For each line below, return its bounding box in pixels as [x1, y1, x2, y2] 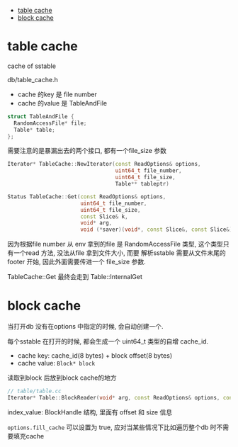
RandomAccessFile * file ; [13, 120, 87, 127]
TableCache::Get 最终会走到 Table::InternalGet [7, 273, 143, 281]
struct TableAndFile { [7, 113, 74, 120]
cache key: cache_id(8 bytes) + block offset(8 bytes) [17, 351, 173, 360]
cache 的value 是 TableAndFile [17, 98, 108, 107]
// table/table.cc [7, 387, 62, 395]
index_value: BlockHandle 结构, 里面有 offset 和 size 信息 [7, 407, 172, 417]
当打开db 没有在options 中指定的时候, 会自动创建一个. [7, 322, 164, 331]
